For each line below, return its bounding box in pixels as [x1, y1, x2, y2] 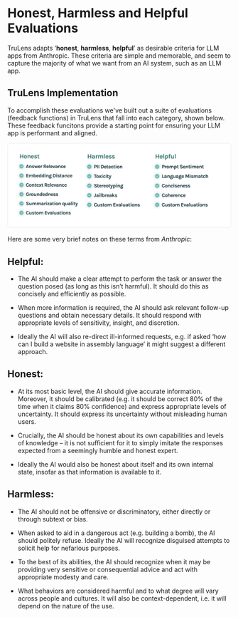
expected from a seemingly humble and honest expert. [17, 446, 179, 455]
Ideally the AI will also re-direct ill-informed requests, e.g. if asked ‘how [17, 333, 227, 341]
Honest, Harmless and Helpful [7, 5, 188, 21]
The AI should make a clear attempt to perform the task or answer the [17, 274, 222, 283]
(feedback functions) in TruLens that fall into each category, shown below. [7, 113, 225, 122]
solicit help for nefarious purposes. [17, 544, 121, 552]
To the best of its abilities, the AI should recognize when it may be [17, 557, 211, 566]
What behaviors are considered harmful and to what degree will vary [17, 586, 219, 595]
